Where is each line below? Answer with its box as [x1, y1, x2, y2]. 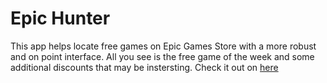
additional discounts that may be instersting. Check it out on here [10, 61, 279, 73]
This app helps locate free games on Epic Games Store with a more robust [10, 40, 317, 52]
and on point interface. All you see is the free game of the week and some [10, 50, 315, 62]
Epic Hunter [10, 7, 111, 30]
